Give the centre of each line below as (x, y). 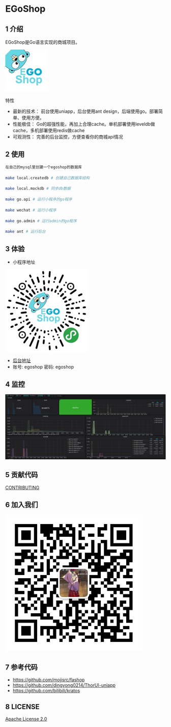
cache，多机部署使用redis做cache (49, 130)
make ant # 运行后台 (25, 232)
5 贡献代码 (22, 475)
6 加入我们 (22, 504)
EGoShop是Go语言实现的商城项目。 (43, 42)
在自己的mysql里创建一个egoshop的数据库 (44, 167)
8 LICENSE (22, 707)
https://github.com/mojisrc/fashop (49, 680)
